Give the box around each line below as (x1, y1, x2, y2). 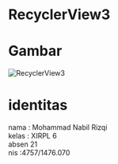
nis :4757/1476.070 (8, 148, 70, 158)
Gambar (8, 42, 63, 61)
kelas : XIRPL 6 (8, 131, 57, 141)
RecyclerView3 (8, 6, 111, 24)
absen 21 (8, 139, 38, 149)
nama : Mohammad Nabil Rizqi (8, 123, 108, 132)
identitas (8, 96, 68, 115)
